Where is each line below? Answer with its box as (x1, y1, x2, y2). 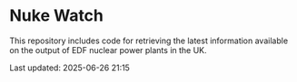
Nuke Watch (9, 5, 104, 26)
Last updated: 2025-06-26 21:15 (9, 62, 130, 73)
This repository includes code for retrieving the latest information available (9, 35, 289, 46)
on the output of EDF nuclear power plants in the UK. (9, 44, 207, 55)
